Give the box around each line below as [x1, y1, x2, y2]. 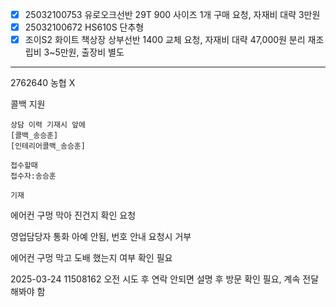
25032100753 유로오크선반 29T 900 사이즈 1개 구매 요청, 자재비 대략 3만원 [24, 9, 321, 20]
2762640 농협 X [10, 77, 76, 89]
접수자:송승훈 [10, 171, 57, 182]
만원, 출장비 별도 [59, 46, 125, 58]
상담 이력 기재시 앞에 [10, 120, 86, 130]
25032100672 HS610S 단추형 [24, 21, 145, 33]
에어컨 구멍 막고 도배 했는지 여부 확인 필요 [10, 252, 173, 264]
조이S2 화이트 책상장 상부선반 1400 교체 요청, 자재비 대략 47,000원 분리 [24, 34, 306, 46]
